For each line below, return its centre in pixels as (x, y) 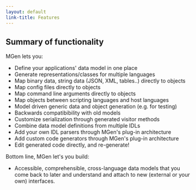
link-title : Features (33, 17)
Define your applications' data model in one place (76, 68)
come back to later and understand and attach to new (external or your (102, 175)
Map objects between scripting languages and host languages (91, 100)
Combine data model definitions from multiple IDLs (77, 126)
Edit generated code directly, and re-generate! (72, 145)
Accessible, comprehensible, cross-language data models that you (97, 168)
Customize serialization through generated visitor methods (87, 119)
